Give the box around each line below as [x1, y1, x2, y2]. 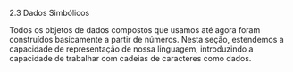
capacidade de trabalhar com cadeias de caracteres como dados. [9, 53, 252, 63]
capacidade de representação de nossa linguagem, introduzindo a [9, 44, 254, 54]
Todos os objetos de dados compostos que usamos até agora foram [9, 25, 261, 35]
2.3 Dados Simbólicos [9, 8, 90, 18]
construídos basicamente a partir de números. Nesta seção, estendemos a [9, 35, 284, 44]
